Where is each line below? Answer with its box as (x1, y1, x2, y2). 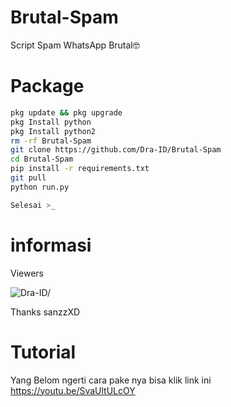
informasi (10, 234, 92, 256)
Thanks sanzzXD (10, 306, 81, 318)
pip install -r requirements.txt (10, 164, 150, 174)
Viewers (10, 267, 44, 279)
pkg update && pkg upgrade (10, 107, 123, 118)
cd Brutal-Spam (10, 154, 74, 165)
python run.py (10, 182, 70, 192)
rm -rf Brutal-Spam (10, 136, 92, 146)
